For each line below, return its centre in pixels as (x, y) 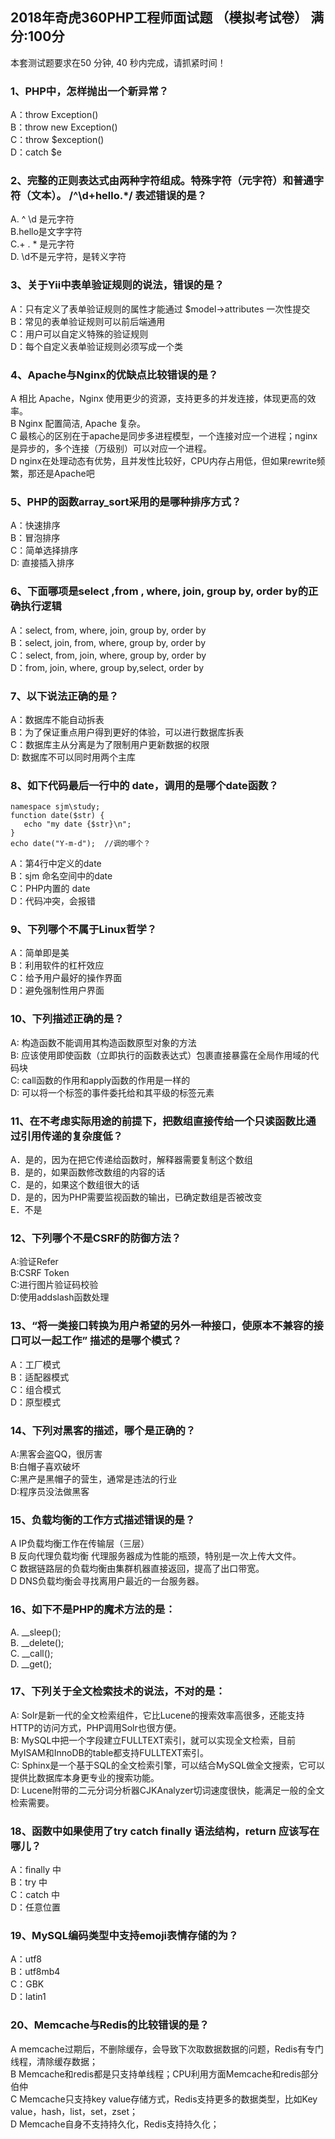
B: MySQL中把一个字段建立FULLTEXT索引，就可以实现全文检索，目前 (153, 1740)
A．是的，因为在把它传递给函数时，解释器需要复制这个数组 (131, 1160)
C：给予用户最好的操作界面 (66, 978)
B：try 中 (29, 1882)
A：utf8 (26, 1959)
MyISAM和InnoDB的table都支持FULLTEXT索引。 (109, 1752)
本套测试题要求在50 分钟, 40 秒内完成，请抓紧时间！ (118, 62)
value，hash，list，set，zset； (74, 2111)
